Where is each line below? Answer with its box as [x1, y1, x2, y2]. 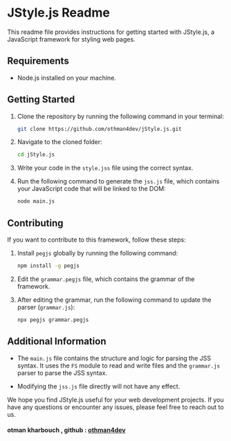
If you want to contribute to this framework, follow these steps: [7, 235, 186, 244]
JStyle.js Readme [7, 5, 111, 21]
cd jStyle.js [17, 151, 55, 159]
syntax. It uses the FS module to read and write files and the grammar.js [17, 361, 220, 370]
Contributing [7, 217, 64, 229]
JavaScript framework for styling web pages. [7, 35, 136, 43]
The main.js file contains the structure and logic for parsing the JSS [17, 354, 212, 362]
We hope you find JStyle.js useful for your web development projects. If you [7, 395, 224, 404]
